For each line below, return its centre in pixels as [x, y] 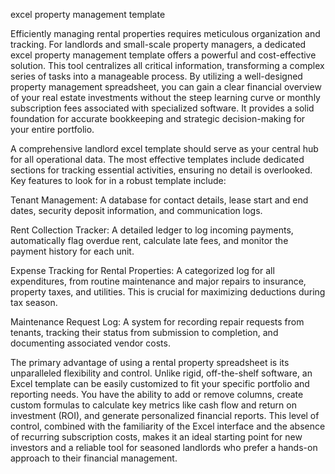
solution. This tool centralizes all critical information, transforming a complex [167, 65]
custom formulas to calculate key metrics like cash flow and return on [153, 405]
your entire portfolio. [52, 129]
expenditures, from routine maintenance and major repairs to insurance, [158, 281]
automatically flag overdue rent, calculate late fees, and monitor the [149, 240]
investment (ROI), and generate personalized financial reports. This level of [165, 415]
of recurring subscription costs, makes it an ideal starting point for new [156, 437]
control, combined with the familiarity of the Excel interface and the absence [168, 426]
